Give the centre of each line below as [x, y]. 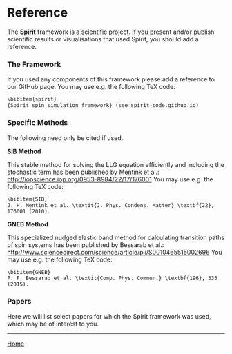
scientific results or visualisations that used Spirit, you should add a [103, 39]
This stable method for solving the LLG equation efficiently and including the [116, 164]
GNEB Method [28, 224]
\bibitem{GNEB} [29, 272]
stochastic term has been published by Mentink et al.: [84, 172]
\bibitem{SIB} [28, 199]
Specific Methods [38, 123]
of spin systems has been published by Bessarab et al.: [86, 245]
